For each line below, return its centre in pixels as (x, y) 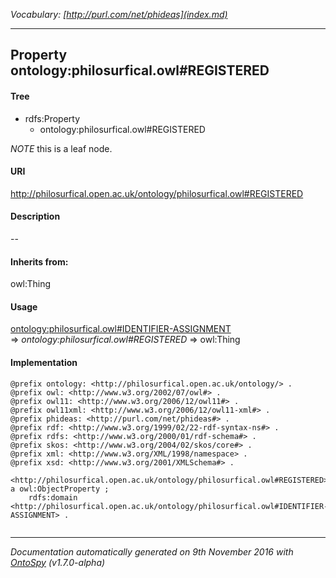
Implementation (44, 362)
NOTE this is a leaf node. (61, 148)
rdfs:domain (53, 497)
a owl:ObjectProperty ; (60, 489)
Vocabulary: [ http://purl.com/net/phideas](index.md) (119, 14)
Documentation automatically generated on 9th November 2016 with (152, 551)
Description (35, 216)
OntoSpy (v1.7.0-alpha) (58, 562)
